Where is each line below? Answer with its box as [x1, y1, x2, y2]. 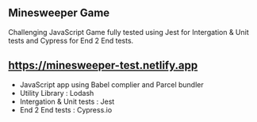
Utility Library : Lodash [19, 88, 94, 97]
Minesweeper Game [8, 6, 110, 20]
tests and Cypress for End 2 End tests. [8, 36, 134, 45]
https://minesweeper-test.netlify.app [8, 59, 198, 72]
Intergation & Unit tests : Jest [19, 97, 115, 106]
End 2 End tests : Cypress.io [19, 105, 113, 114]
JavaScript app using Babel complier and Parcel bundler [19, 79, 204, 90]
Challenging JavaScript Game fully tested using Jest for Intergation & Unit [8, 27, 250, 36]
